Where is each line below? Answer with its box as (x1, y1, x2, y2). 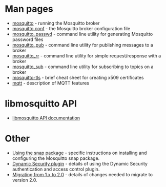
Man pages (5, 3, 53, 15)
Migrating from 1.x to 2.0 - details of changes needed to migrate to (12, 171, 153, 177)
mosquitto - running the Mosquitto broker (12, 20, 100, 26)
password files (12, 36, 44, 43)
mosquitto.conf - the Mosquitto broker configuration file (12, 25, 131, 31)
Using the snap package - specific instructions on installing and (12, 150, 147, 156)
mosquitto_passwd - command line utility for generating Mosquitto (12, 31, 153, 37)
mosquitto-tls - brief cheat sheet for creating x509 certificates (12, 74, 144, 80)
